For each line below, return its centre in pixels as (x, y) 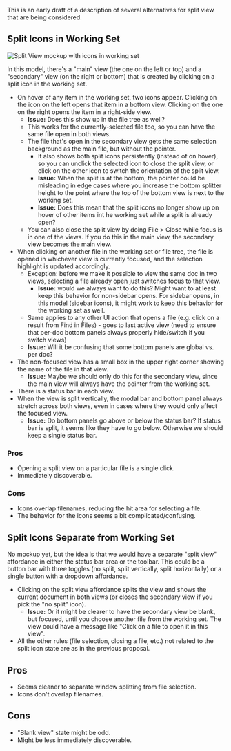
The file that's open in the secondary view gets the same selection (122, 141)
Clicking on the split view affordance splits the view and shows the (112, 590)
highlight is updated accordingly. (63, 266)
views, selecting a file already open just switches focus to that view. (124, 281)
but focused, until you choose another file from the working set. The (124, 619)
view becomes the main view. (69, 244)
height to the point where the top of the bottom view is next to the (131, 192)
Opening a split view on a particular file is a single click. (96, 468)
